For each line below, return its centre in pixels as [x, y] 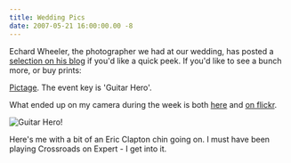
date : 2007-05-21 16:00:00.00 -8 [71, 26]
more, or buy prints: [45, 70]
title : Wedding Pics [48, 17]
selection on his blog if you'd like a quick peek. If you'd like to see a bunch [145, 61]
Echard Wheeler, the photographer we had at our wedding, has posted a [141, 51]
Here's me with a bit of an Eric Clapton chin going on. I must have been [139, 139]
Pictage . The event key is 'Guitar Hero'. [81, 87]
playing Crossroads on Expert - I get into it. [88, 149]
